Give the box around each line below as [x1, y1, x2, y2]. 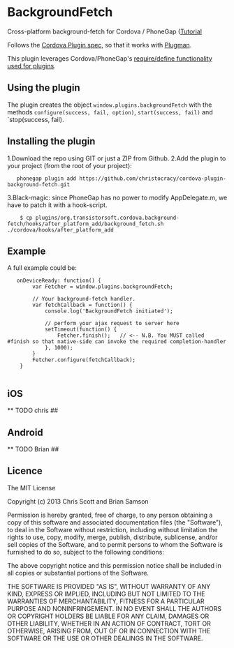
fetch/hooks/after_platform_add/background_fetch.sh [7, 220, 164, 227]
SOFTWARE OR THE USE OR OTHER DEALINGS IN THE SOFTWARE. [7, 634, 203, 642]
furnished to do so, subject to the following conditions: [7, 548, 164, 556]
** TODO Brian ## [7, 445, 59, 453]
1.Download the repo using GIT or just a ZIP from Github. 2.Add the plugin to [7, 154, 226, 163]
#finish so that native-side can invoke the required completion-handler [7, 338, 227, 345]
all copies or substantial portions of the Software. [7, 568, 149, 577]
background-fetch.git [7, 181, 71, 188]
